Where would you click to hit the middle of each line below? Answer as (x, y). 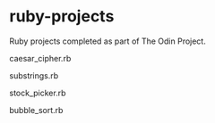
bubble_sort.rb (36, 110)
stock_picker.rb (38, 93)
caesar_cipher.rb (40, 58)
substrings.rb (34, 75)
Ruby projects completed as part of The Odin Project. (107, 41)
